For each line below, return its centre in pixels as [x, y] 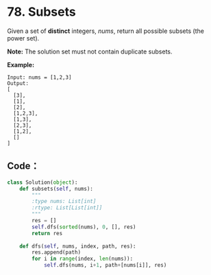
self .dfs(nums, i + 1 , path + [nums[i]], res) [105, 265]
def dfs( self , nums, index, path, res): [78, 246]
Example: [21, 64]
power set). [23, 38]
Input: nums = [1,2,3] [39, 77]
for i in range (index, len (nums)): [83, 259]
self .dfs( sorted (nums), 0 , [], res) [84, 227]
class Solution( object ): [42, 182]
